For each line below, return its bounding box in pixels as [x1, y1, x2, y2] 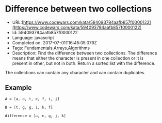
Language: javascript [12, 35, 54, 41]
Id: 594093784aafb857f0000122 [12, 29, 78, 35]
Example [5, 83, 32, 92]
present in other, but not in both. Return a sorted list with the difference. [12, 60, 156, 66]
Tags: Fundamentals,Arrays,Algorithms [12, 45, 90, 51]
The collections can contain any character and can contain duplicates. [5, 69, 146, 75]
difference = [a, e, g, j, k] [5, 113, 66, 118]
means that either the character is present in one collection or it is [12, 55, 144, 61]
